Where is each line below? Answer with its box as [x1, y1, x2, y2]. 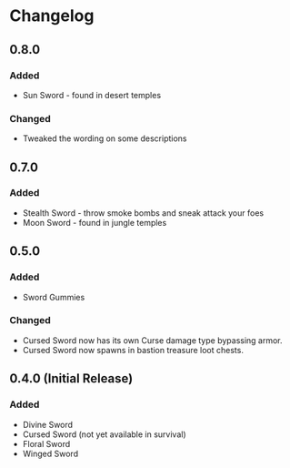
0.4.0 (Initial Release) [9, 371, 134, 387]
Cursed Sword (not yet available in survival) [22, 429, 186, 440]
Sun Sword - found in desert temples [22, 89, 162, 100]
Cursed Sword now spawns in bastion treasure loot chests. [22, 344, 244, 355]
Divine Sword [22, 419, 74, 430]
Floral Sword [22, 438, 71, 449]
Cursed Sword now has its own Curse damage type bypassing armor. [22, 334, 284, 346]
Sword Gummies [22, 291, 85, 302]
